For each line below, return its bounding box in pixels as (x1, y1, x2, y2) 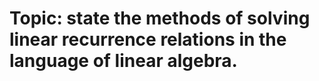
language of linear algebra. (9, 50, 238, 72)
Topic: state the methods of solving (9, 7, 311, 30)
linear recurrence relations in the (9, 28, 287, 51)
